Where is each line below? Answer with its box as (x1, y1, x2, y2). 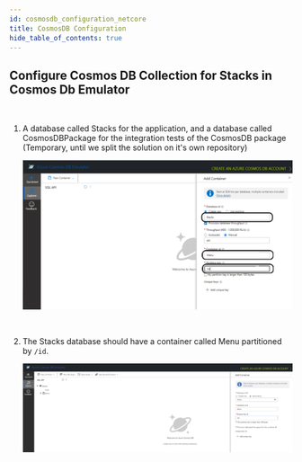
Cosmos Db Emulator (9, 82, 130, 97)
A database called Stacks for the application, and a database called (22, 123, 272, 134)
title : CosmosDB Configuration (9, 23, 127, 33)
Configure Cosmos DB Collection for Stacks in (9, 67, 272, 83)
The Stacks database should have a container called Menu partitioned (22, 335, 282, 346)
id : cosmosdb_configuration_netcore (9, 14, 147, 23)
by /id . (22, 345, 49, 356)
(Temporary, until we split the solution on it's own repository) (22, 142, 248, 153)
